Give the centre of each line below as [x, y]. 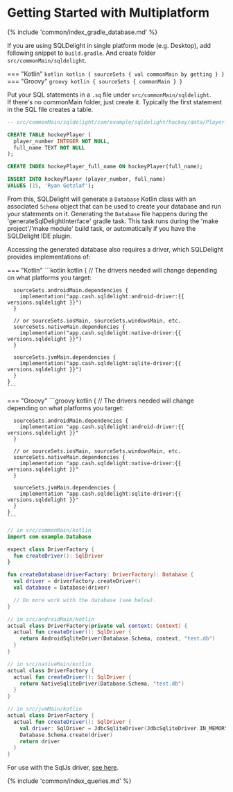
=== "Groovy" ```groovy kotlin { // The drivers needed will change [101, 401]
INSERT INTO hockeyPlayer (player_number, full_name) [87, 179]
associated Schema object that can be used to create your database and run [114, 206]
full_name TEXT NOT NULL [49, 147]
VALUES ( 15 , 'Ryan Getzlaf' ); [51, 186]
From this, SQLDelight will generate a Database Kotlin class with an [102, 199]
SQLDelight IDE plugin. [40, 236]
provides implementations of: [49, 257]
